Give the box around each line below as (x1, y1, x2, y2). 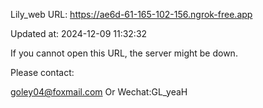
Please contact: (10, 67, 75, 78)
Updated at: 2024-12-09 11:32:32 (10, 28, 148, 39)
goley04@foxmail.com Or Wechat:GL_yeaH (10, 86, 188, 98)
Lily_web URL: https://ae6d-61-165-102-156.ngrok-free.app (10, 9, 253, 20)
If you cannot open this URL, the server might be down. (10, 47, 238, 59)
